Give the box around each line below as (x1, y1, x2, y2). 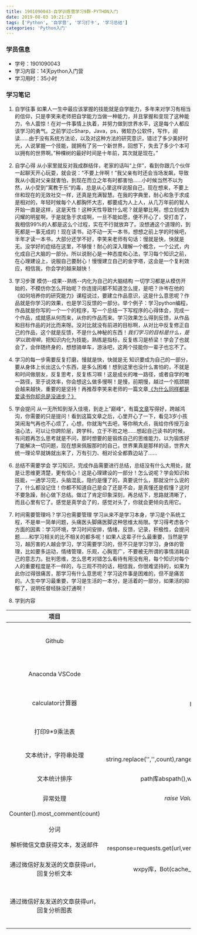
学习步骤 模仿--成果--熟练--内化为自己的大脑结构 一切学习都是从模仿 (14, 277, 181, 284)
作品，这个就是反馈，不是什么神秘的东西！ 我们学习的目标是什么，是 (25, 329, 189, 336)
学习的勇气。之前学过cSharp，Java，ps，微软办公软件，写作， (19, 127, 173, 134)
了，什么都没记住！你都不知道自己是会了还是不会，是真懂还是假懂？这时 (14, 483, 189, 491)
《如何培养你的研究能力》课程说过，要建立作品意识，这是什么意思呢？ (14, 292, 185, 299)
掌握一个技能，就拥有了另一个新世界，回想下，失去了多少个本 (35, 142, 185, 149)
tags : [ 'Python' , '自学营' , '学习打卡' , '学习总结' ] (6, 19, 128, 25)
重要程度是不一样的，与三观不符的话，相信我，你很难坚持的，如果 (25, 562, 185, 569)
